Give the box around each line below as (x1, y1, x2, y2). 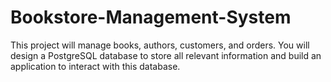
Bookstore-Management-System (10, 6, 292, 29)
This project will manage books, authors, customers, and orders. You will (10, 39, 310, 51)
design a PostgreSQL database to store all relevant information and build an (10, 49, 322, 61)
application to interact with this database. (10, 60, 181, 72)
